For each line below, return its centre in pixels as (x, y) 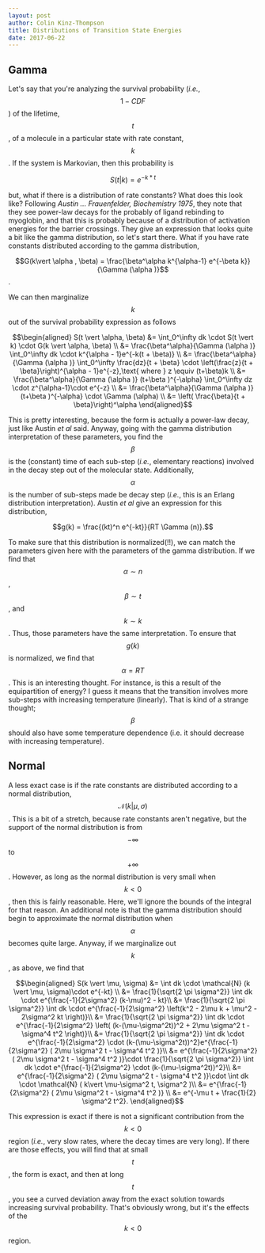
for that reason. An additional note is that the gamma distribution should (125, 910)
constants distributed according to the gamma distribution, (104, 246)
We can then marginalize (49, 297)
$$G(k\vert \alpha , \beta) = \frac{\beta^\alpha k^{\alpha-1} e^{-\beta (127, 261)
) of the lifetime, (34, 114)
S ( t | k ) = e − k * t (133, 179)
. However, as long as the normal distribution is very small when (112, 877)
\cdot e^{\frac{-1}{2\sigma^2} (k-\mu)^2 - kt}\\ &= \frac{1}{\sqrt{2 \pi (133, 1000)
